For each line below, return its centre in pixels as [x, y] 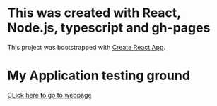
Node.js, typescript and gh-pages [109, 28]
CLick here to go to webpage [49, 95]
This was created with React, [94, 13]
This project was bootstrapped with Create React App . [87, 47]
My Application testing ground [99, 76]
